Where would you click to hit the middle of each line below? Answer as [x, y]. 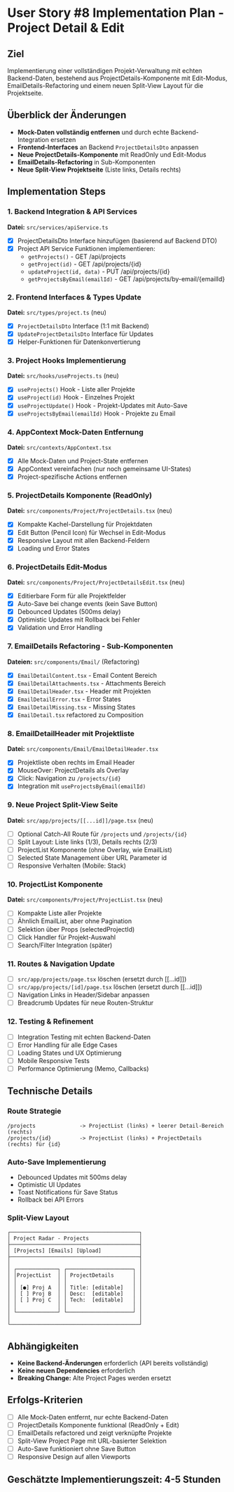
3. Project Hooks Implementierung [67, 361]
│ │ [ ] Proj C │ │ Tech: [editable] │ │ [75, 1300]
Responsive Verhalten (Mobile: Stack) [71, 866]
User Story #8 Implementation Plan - [116, 13]
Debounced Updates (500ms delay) [69, 612]
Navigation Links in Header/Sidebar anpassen [83, 995]
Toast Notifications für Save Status [68, 1192]
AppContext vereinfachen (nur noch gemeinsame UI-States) [104, 469]
